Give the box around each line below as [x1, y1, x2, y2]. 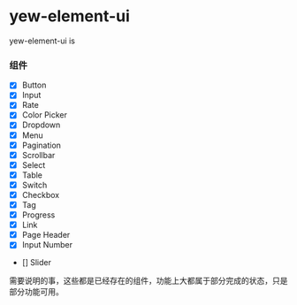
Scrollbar [21, 149, 56, 160]
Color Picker [21, 110, 68, 120]
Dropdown [21, 119, 61, 130]
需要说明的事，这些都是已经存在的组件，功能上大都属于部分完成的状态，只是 [9, 276, 288, 286]
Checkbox [21, 189, 60, 200]
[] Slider [21, 257, 51, 268]
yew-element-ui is [9, 35, 75, 46]
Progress [21, 210, 56, 220]
